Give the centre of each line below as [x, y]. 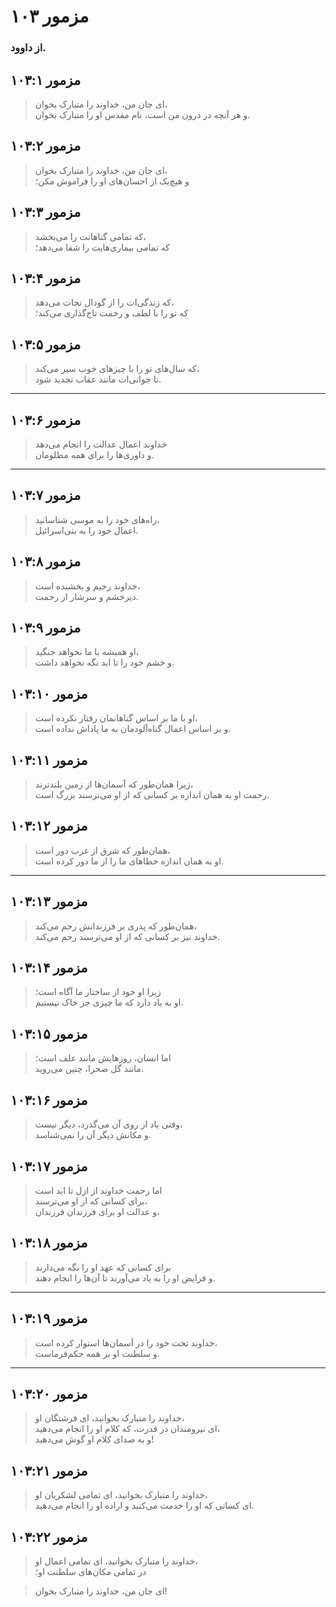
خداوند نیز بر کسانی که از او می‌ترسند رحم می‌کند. [127, 936]
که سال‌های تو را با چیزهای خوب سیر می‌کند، [117, 369]
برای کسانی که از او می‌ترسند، [91, 1201]
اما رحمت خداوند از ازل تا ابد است [98, 1190]
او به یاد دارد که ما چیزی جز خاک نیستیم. [109, 1002]
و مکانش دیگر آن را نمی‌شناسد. [93, 1135]
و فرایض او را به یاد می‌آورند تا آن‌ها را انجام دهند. [125, 1277]
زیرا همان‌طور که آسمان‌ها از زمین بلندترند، [114, 784]
